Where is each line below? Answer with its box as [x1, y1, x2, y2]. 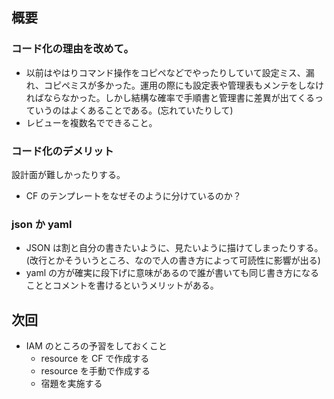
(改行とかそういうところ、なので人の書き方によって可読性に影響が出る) [25, 254, 321, 267]
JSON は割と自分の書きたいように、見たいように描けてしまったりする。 [25, 242, 324, 254]
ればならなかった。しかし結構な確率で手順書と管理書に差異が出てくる [25, 91, 316, 103]
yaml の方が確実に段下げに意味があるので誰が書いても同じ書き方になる [25, 267, 319, 279]
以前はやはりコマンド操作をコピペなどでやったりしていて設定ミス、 [25, 66, 306, 78]
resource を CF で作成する [40, 353, 150, 365]
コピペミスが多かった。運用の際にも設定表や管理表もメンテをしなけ [43, 79, 324, 91]
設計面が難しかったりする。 [11, 168, 126, 180]
